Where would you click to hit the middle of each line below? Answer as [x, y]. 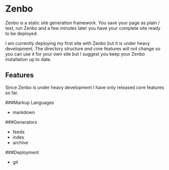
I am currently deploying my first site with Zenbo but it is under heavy [78, 43]
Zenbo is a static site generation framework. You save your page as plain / [83, 23]
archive [20, 142]
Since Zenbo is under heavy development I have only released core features [85, 87]
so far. [12, 93]
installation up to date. [28, 59]
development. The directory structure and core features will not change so [83, 48]
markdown [24, 112]
